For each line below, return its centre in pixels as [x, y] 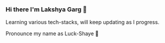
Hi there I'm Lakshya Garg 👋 [46, 9]
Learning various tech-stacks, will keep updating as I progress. [82, 22]
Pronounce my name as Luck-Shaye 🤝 [52, 34]
